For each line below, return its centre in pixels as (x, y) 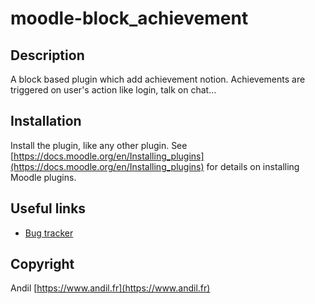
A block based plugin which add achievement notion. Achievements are (158, 79)
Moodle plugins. (43, 177)
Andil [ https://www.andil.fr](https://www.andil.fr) (110, 288)
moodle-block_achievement (129, 18)
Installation (46, 121)
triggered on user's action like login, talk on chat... (113, 90)
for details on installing (253, 166)
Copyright (42, 264)
